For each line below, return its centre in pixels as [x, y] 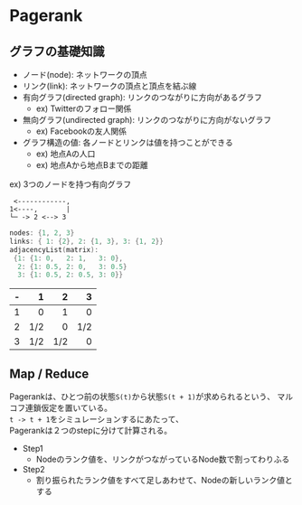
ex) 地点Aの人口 [66, 154]
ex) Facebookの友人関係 [81, 131]
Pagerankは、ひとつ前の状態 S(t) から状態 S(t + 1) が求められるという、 [142, 397]
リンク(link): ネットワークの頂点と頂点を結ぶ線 [109, 86]
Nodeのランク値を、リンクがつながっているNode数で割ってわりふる [163, 459]
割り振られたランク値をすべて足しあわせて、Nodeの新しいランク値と [165, 481]
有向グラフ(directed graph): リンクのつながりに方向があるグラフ [142, 97]
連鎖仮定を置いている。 [69, 408]
